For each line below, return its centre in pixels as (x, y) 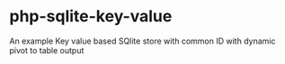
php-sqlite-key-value (91, 16)
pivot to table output (47, 50)
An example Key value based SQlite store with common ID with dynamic (142, 41)
